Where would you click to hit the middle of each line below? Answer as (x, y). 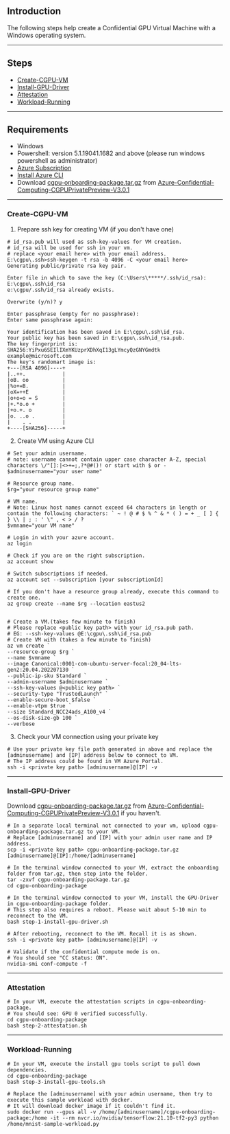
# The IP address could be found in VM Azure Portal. (86, 761)
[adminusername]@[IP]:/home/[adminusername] (72, 856)
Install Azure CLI (40, 175)
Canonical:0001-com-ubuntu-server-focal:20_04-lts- (107, 664)
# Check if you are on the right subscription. (76, 556)
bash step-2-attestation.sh (47, 1026)
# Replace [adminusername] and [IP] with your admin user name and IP (110, 838)
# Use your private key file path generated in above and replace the (110, 749)
